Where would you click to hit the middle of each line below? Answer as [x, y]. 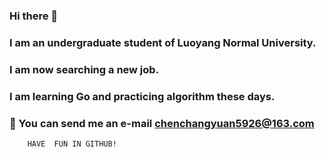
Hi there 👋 [34, 16]
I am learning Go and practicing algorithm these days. [142, 96]
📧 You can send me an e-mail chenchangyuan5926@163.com [162, 123]
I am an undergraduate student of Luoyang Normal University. [163, 42]
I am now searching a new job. [84, 69]
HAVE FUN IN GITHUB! [72, 144]
